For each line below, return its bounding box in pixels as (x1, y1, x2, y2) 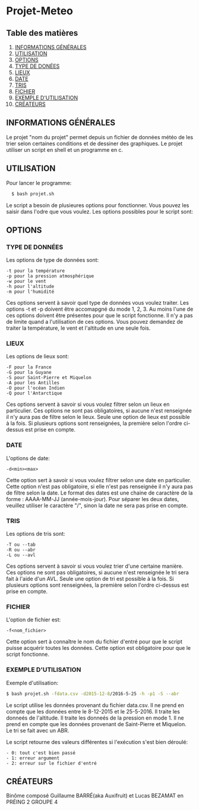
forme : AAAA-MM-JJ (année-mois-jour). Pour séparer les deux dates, (6, 495, 179, 502)
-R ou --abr (6, 547, 36, 553)
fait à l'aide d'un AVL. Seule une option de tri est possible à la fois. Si (6, 576, 174, 583)
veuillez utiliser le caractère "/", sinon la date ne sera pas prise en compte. (6, 502, 188, 509)
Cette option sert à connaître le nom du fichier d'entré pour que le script (6, 638, 183, 645)
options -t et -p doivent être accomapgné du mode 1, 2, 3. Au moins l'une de (6, 305, 194, 313)
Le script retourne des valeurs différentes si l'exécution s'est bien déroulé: (6, 738, 188, 745)
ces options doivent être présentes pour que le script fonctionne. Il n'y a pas (6, 312, 193, 319)
